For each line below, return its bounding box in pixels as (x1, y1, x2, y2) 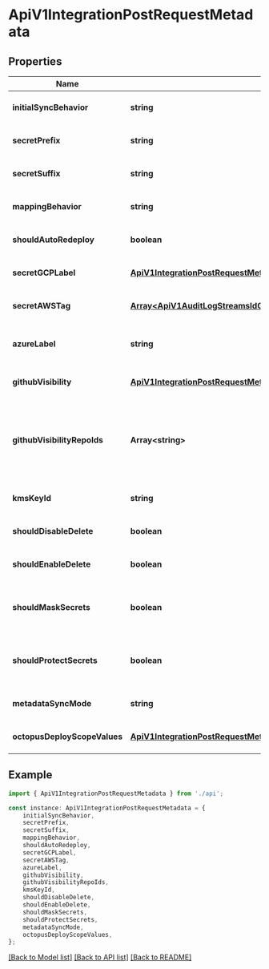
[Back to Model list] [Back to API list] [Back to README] (8, 952, 192, 963)
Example (8, 768, 53, 782)
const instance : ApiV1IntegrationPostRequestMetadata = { (8, 804, 206, 812)
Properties (8, 55, 62, 68)
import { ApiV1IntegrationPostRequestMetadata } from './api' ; (8, 789, 224, 797)
